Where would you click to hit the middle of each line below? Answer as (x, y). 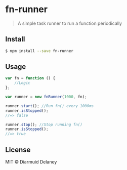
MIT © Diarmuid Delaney (31, 162)
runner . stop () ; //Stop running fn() (44, 124)
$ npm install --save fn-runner (39, 51)
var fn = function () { (30, 78)
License (18, 150)
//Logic (22, 83)
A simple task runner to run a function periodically (70, 23)
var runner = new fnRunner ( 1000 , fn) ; (46, 97)
